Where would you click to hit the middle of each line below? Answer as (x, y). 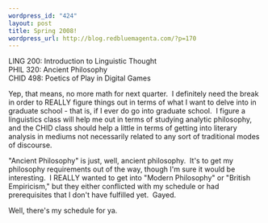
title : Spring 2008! (43, 31)
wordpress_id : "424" (43, 16)
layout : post (30, 23)
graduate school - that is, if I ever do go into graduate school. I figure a (127, 111)
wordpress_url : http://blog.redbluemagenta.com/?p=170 (103, 38)
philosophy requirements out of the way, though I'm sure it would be (122, 169)
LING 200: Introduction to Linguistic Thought (83, 61)
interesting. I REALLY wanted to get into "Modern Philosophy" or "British (130, 178)
